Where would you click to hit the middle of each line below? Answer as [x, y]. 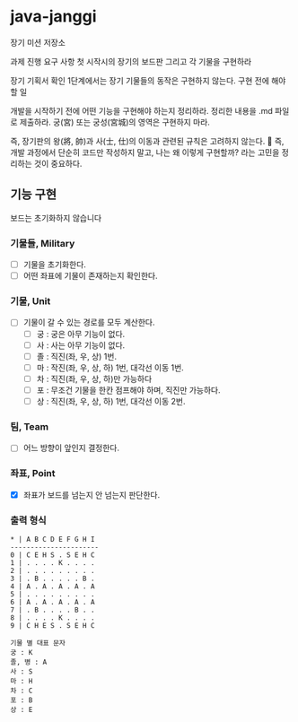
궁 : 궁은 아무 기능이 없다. [81, 334]
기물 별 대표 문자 [38, 643]
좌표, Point [33, 474]
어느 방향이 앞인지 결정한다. [71, 448]
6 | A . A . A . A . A [53, 602]
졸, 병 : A [29, 662]
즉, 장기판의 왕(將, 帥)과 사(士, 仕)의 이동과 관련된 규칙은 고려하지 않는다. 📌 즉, [147, 141]
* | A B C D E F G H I [53, 539]
